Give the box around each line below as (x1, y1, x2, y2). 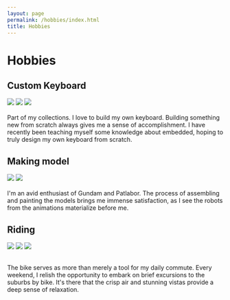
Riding (7, 224, 36, 235)
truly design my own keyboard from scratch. (7, 136, 133, 144)
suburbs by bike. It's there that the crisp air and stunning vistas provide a (7, 278, 214, 286)
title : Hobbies (7, 23, 51, 30)
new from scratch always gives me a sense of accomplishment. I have (7, 121, 206, 129)
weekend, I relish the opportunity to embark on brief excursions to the (7, 271, 205, 279)
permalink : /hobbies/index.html (7, 17, 100, 23)
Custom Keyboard (7, 80, 87, 92)
